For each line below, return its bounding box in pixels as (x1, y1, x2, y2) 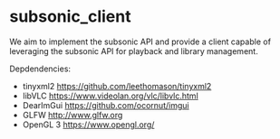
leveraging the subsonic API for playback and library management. (9, 45, 258, 56)
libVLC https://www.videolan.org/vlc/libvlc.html (22, 90, 199, 101)
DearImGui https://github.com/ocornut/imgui (22, 99, 189, 110)
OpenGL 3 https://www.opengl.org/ (22, 119, 155, 130)
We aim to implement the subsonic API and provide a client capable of (9, 36, 272, 47)
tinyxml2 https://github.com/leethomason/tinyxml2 (22, 80, 212, 91)
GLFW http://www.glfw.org (22, 109, 123, 120)
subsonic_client (9, 6, 131, 27)
